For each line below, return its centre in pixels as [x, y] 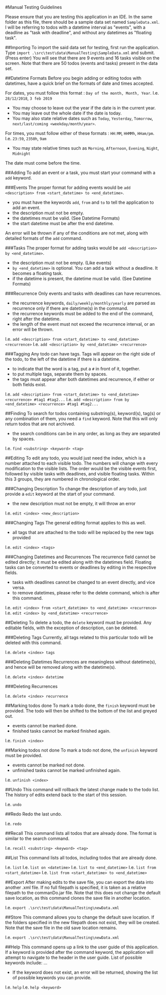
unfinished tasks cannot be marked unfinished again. [66, 770]
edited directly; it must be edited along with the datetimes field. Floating [79, 562]
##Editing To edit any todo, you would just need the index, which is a [75, 458]
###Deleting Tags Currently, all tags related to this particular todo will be [79, 637]
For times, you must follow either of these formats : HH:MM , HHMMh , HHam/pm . [80, 133]
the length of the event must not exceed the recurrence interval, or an [83, 324]
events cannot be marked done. [45, 726]
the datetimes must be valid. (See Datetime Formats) [66, 218]
